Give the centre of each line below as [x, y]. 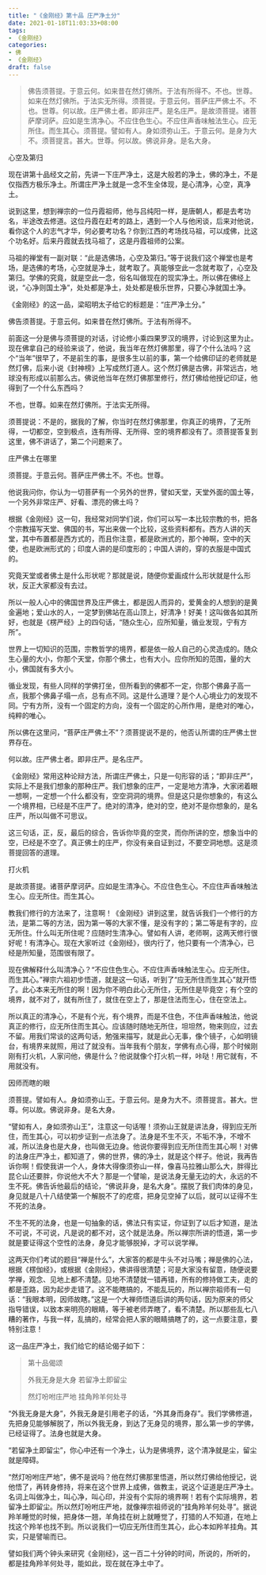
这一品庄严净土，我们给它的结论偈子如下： [78, 1345]
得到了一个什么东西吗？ [46, 388]
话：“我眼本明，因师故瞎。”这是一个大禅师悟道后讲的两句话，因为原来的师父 [131, 1299]
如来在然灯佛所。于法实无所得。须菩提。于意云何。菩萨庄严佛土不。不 [142, 101]
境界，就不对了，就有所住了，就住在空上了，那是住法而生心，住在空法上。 [129, 999]
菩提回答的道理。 [36, 852]
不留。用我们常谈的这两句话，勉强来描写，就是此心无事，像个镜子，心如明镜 [133, 1036]
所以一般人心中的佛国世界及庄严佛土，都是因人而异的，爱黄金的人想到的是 [129, 602]
